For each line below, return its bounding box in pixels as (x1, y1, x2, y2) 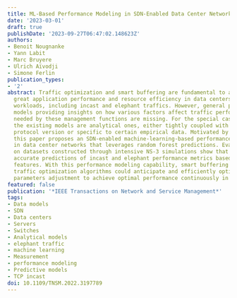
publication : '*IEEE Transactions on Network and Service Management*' (7, 188, 222, 195)
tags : (7, 194, 23, 201)
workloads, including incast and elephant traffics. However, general (13, 102, 226, 109)
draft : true (7, 23, 42, 30)
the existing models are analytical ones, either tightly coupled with (13, 121, 229, 129)
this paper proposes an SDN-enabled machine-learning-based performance (13, 135, 232, 142)
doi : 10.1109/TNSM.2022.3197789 (7, 280, 102, 287)
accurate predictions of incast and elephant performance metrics (13, 155, 213, 162)
